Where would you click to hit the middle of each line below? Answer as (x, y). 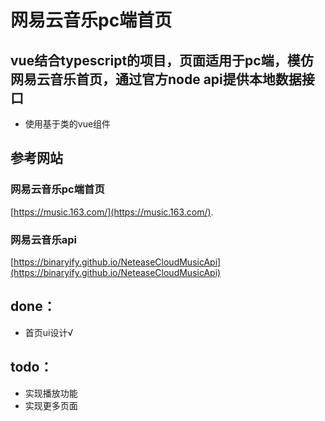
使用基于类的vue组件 (68, 124)
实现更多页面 (51, 405)
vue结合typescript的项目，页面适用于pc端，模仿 (162, 60)
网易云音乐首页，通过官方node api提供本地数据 (156, 79)
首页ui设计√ (49, 332)
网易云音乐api (44, 239)
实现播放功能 (51, 393)
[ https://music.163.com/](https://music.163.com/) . (112, 212)
